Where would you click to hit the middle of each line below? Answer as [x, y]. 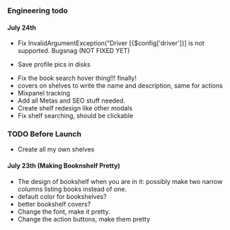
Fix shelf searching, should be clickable [75, 116]
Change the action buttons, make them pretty [84, 219]
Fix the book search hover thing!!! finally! [77, 78]
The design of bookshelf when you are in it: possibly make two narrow [120, 181]
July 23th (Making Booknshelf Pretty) [64, 166]
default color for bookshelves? [62, 196]
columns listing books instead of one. [72, 189]
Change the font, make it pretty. [64, 212]
